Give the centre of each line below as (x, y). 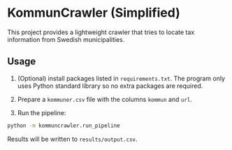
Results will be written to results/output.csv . (72, 139)
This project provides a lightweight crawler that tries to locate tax (101, 32)
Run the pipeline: (42, 112)
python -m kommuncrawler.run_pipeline (64, 126)
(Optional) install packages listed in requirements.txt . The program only (121, 78)
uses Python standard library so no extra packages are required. (110, 86)
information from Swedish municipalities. (66, 39)
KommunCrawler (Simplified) (94, 13)
